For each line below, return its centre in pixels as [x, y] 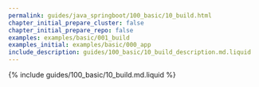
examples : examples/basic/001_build [69, 38]
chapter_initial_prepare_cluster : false [77, 23]
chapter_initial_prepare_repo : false [71, 30]
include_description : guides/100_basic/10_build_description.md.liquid [129, 52]
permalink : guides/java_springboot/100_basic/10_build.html [110, 15]
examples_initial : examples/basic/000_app [80, 45]
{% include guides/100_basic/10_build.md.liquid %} [92, 75]
